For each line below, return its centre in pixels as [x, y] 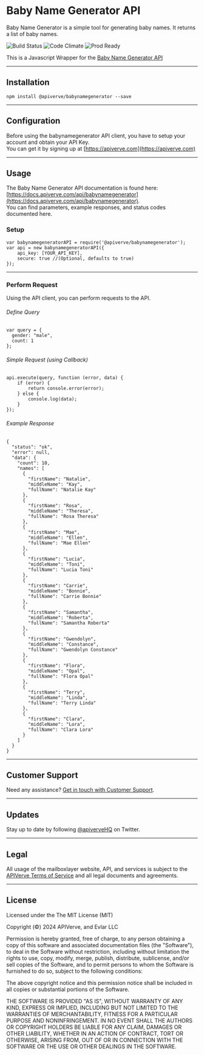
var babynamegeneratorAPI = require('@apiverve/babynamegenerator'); [96, 242]
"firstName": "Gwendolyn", [62, 639]
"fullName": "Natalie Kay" [62, 489]
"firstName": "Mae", [54, 532]
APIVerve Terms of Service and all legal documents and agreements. [92, 876]
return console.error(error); [66, 389]
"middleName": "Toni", [57, 564]
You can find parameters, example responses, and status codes [86, 207]
